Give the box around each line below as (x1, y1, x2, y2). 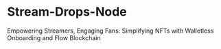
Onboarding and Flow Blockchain (7, 33, 101, 42)
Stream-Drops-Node (7, 4, 127, 20)
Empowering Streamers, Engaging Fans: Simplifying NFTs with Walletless (7, 27, 214, 35)
